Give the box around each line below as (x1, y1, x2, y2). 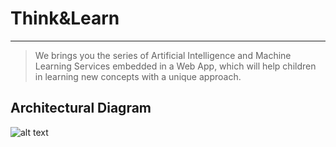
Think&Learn (10, 7, 120, 30)
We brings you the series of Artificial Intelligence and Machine (34, 49, 292, 61)
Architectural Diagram (10, 100, 152, 117)
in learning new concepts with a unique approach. (34, 70, 242, 82)
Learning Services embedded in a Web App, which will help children (34, 60, 317, 72)
